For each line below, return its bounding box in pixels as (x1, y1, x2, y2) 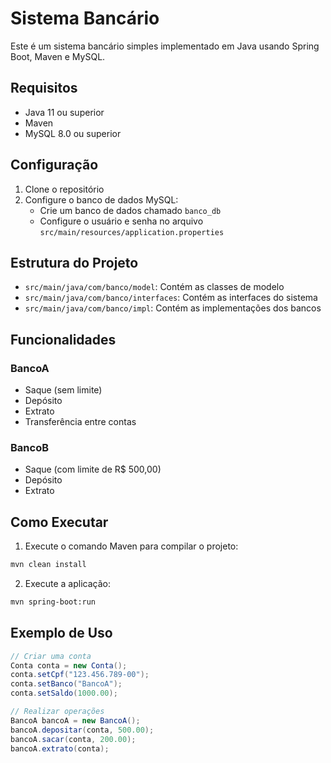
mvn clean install (10, 560, 87, 570)
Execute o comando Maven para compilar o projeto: (24, 540, 239, 552)
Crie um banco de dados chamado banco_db (39, 204, 222, 216)
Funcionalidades (10, 331, 117, 348)
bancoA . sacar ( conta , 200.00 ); (10, 734, 137, 744)
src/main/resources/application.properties (39, 227, 225, 237)
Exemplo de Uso (10, 625, 113, 642)
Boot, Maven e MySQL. (10, 50, 106, 62)
